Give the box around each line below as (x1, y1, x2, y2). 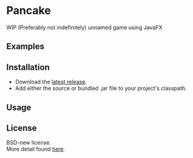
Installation (6, 62, 50, 72)
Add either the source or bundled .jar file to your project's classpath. (15, 84, 187, 92)
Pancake (6, 4, 51, 18)
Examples (6, 41, 44, 52)
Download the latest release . (15, 78, 87, 86)
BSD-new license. (6, 139, 52, 146)
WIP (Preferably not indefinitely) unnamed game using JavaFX (6, 24, 163, 31)
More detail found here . (6, 145, 66, 153)
